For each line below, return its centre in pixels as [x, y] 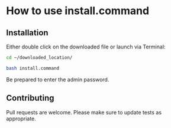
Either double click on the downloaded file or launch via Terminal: [86, 47]
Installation [27, 33]
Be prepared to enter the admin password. [58, 79]
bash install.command [33, 68]
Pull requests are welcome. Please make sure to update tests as [84, 112]
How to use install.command [78, 11]
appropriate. [21, 119]
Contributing [30, 98]
